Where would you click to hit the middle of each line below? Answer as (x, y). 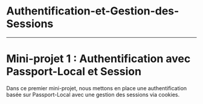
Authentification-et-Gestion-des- (93, 11)
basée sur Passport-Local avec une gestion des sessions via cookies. (93, 94)
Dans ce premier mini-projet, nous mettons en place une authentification (97, 88)
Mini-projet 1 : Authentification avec (98, 59)
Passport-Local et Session (74, 72)
